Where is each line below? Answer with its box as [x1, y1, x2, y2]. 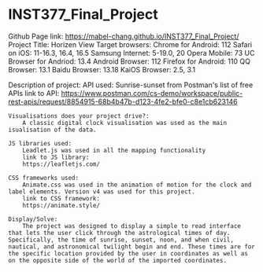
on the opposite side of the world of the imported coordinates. [8, 256, 227, 264]
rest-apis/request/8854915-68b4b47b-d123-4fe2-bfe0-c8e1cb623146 [8, 97, 238, 106]
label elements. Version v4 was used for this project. [8, 187, 195, 196]
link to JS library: [22, 153, 90, 161]
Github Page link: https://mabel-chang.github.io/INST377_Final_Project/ [8, 31, 239, 41]
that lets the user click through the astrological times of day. [8, 229, 231, 237]
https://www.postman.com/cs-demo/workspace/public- [61, 88, 243, 97]
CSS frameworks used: [8, 174, 80, 182]
